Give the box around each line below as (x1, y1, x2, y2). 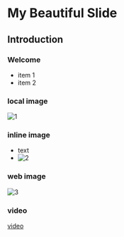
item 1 (17, 70, 35, 79)
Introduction (7, 33, 64, 46)
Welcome (7, 55, 41, 65)
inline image (7, 130, 51, 140)
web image (7, 172, 46, 181)
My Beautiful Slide (7, 5, 118, 21)
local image (7, 96, 48, 106)
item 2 (17, 78, 37, 87)
